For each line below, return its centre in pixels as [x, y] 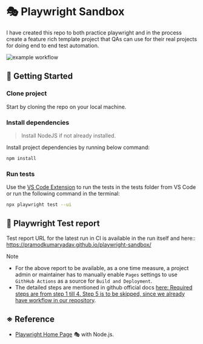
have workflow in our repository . [55, 300]
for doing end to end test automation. [53, 45]
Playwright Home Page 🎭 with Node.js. [64, 334]
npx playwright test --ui [39, 205]
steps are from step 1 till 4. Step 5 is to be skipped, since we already [100, 294]
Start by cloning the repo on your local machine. [66, 107]
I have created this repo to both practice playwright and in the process [94, 32]
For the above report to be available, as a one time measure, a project [102, 268]
